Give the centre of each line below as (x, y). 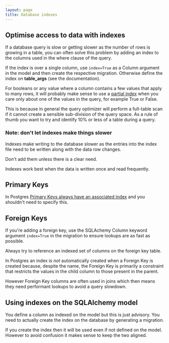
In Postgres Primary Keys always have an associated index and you (75, 197)
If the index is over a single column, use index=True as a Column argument (82, 68)
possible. (15, 241)
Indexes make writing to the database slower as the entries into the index (81, 144)
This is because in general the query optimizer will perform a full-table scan (84, 109)
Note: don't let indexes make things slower (59, 133)
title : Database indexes (31, 15)
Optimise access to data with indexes (65, 35)
